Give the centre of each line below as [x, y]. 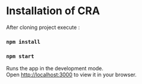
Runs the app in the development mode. [55, 69]
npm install [23, 42]
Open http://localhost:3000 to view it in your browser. [72, 75]
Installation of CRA [53, 11]
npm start [20, 56]
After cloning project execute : [43, 27]
